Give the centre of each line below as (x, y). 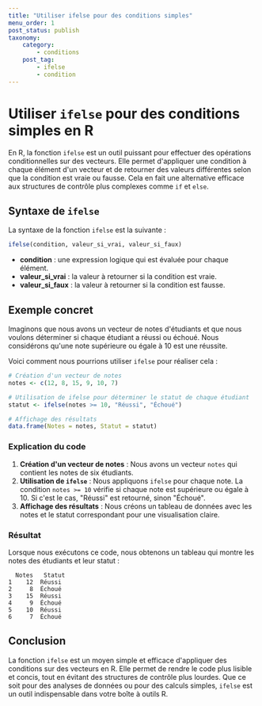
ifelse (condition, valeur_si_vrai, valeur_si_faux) (95, 245)
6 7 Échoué (35, 616)
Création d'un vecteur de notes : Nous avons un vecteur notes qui (128, 464)
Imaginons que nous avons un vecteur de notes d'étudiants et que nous (125, 329)
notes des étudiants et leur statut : (64, 560)
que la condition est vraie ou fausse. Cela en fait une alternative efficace (126, 177)
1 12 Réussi (35, 582)
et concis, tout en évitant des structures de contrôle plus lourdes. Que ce (127, 677)
